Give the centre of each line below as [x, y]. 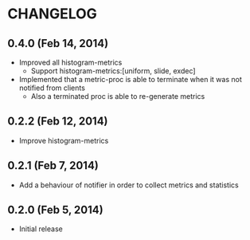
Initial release [41, 229]
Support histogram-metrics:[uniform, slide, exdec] [113, 71]
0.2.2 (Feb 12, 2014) [58, 122]
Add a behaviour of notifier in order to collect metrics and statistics [129, 185]
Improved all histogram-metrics [70, 62]
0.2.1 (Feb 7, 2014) [53, 165]
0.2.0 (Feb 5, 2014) [56, 210]
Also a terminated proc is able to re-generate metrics [118, 96]
